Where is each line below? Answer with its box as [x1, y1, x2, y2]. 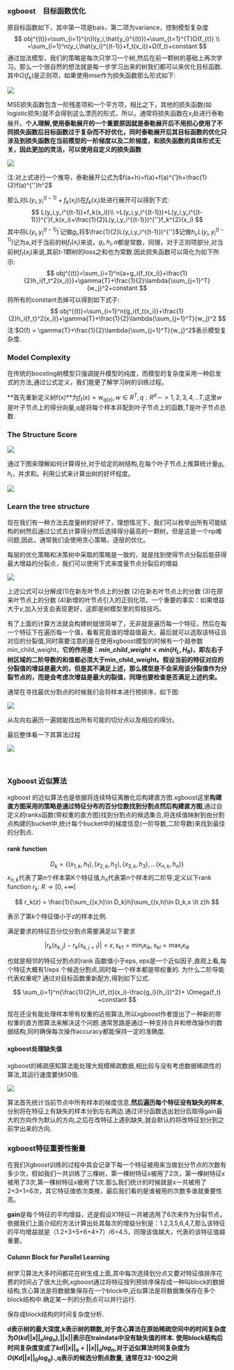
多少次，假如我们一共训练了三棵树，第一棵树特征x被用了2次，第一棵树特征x [7, 1169, 225, 1178]
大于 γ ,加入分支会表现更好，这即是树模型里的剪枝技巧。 [7, 604, 165, 613]
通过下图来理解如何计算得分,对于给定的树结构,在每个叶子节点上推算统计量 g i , [7, 459, 225, 469]
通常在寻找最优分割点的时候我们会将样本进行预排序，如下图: [7, 687, 180, 696]
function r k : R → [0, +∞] [7, 882, 77, 892]
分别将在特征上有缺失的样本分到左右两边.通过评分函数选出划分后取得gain [7, 1106, 217, 1115]
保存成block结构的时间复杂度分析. [7, 1310, 104, 1318]
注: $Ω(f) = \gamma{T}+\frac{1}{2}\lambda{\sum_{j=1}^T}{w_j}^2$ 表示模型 [7, 326, 221, 335]
